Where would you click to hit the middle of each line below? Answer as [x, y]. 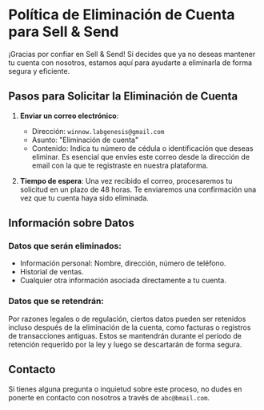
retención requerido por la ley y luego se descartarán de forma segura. [125, 344]
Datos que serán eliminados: [65, 246]
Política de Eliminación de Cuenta [122, 15]
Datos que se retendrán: [56, 301]
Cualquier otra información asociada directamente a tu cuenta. [123, 280]
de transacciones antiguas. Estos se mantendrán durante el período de [125, 335]
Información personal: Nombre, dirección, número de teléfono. [123, 263]
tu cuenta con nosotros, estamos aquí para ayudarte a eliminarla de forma [130, 63]
